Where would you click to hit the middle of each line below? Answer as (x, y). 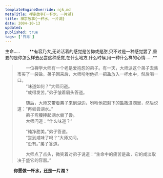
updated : (14, 28)
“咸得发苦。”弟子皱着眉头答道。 (57, 92)
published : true (21, 32)
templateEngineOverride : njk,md (38, 10)
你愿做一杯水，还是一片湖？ (41, 170)
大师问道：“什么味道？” (49, 121)
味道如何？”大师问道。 (50, 86)
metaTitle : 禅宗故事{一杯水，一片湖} (39, 14)
